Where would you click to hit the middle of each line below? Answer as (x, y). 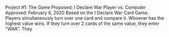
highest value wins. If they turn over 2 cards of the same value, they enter (82, 23)
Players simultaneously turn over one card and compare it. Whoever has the (85, 18)
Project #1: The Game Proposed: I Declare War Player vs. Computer (76, 7)
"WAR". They (19, 29)
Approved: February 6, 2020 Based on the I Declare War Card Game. (77, 13)
